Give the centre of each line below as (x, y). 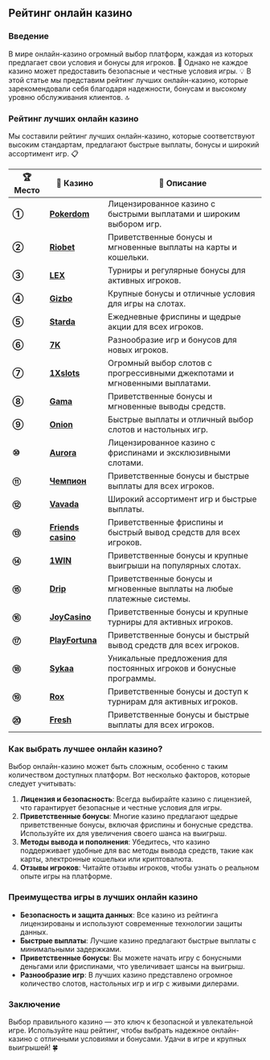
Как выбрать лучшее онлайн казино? (86, 749)
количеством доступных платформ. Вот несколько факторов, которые (129, 775)
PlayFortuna (73, 640)
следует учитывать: (42, 784)
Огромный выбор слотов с (160, 363)
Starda (63, 322)
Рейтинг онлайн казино (70, 13)
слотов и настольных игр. (158, 429)
